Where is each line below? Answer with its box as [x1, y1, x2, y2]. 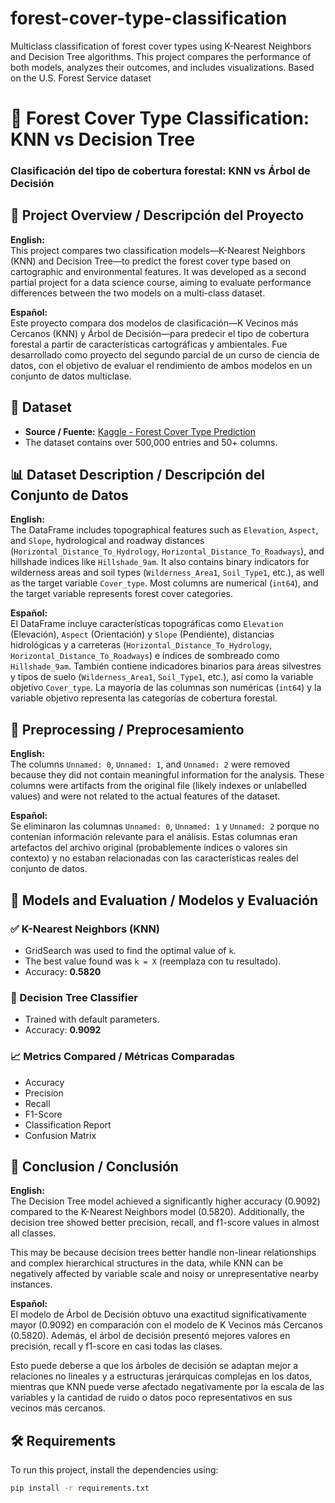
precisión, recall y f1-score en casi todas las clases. [10, 1340, 223, 1352]
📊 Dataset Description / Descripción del [10, 467, 265, 484]
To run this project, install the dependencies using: [10, 1464, 219, 1476]
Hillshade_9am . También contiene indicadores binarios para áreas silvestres [10, 660, 322, 672]
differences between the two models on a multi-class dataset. [10, 287, 266, 299]
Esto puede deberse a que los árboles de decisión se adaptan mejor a [10, 1360, 299, 1372]
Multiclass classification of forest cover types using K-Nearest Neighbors [10, 40, 312, 52]
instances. [10, 1278, 53, 1291]
